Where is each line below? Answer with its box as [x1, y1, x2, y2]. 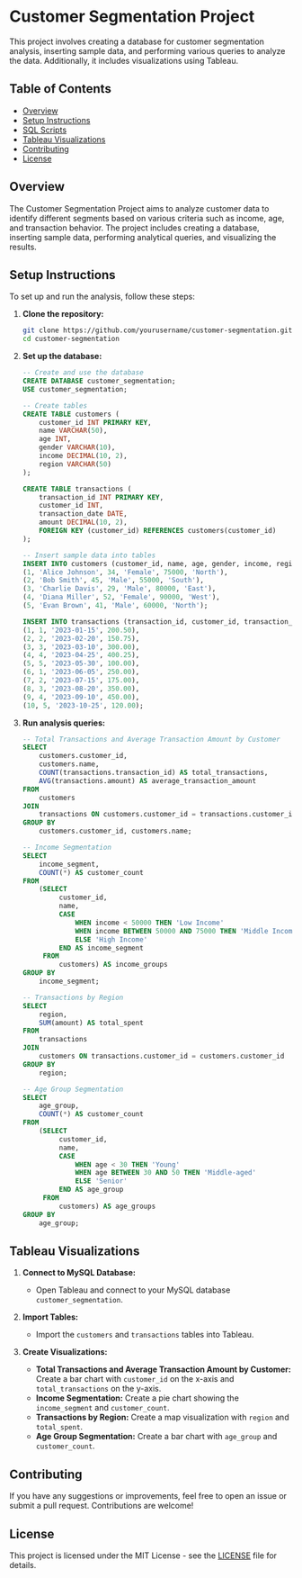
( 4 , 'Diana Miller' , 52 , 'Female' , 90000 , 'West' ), [22, 592, 220, 602]
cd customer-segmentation [22, 335, 120, 344]
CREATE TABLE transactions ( [22, 484, 132, 493]
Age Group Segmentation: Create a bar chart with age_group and [35, 1431, 278, 1442]
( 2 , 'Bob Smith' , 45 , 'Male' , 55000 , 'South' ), [22, 576, 205, 585]
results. [9, 241, 38, 252]
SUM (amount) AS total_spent [39, 1018, 144, 1027]
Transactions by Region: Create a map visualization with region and [35, 1411, 289, 1423]
